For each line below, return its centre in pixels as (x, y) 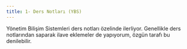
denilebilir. (19, 41)
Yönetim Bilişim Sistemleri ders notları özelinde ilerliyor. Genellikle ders (94, 28)
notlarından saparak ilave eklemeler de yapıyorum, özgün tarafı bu (88, 35)
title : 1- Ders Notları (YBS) (44, 12)
